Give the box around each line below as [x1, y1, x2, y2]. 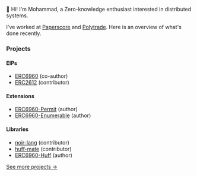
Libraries [6, 125, 28, 133]
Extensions [6, 92, 34, 99]
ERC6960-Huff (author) [14, 152, 73, 159]
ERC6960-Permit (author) [14, 106, 78, 113]
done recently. [6, 30, 42, 37]
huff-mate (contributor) [14, 145, 72, 152]
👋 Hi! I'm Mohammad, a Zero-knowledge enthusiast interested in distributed [6, 6, 192, 12]
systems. [6, 12, 28, 19]
